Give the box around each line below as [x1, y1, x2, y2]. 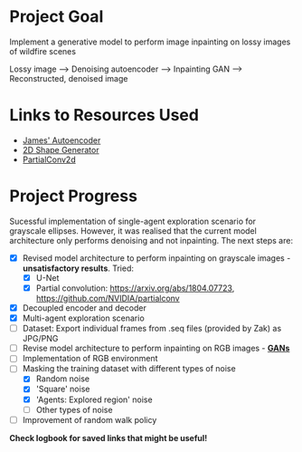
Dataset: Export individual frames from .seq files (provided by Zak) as [22, 323, 282, 334]
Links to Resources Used [9, 105, 199, 126]
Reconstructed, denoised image [9, 72, 128, 83]
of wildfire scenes [9, 45, 77, 56]
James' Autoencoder [22, 134, 101, 146]
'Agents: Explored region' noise [35, 394, 153, 405]
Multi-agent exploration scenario [22, 313, 145, 323]
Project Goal [9, 6, 104, 27]
